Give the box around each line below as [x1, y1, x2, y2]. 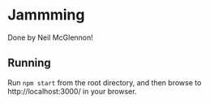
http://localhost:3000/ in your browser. [7, 86, 137, 96]
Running [7, 56, 52, 70]
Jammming [7, 6, 85, 24]
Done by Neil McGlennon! [7, 32, 94, 42]
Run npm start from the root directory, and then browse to [7, 77, 202, 87]
